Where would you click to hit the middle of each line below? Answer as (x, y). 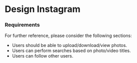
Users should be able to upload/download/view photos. (70, 45)
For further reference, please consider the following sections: (68, 35)
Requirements (22, 25)
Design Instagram (43, 9)
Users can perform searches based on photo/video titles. (72, 50)
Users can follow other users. (43, 56)
